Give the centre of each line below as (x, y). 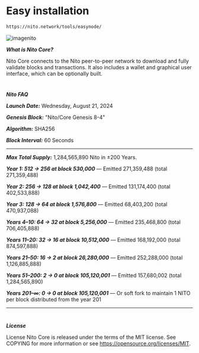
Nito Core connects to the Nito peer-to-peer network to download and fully (98, 61)
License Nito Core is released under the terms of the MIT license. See (91, 337)
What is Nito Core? (30, 49)
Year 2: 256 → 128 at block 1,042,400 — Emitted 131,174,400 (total (88, 187)
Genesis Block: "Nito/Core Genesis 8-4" (56, 117)
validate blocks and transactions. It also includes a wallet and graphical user (99, 67)
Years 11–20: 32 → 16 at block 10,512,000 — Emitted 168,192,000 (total (93, 240)
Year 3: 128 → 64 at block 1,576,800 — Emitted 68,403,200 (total (87, 204)
